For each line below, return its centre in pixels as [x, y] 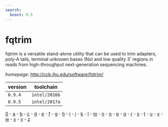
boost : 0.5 [21, 15]
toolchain [46, 87]
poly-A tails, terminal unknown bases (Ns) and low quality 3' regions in [79, 59]
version [17, 87]
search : [13, 10]
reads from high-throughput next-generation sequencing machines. [76, 65]
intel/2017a [46, 102]
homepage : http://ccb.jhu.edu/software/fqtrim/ [54, 75]
